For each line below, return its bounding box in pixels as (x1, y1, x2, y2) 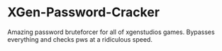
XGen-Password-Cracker (7, 4, 160, 21)
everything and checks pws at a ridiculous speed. (7, 35, 152, 43)
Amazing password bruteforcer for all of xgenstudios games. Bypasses (7, 28, 215, 36)
